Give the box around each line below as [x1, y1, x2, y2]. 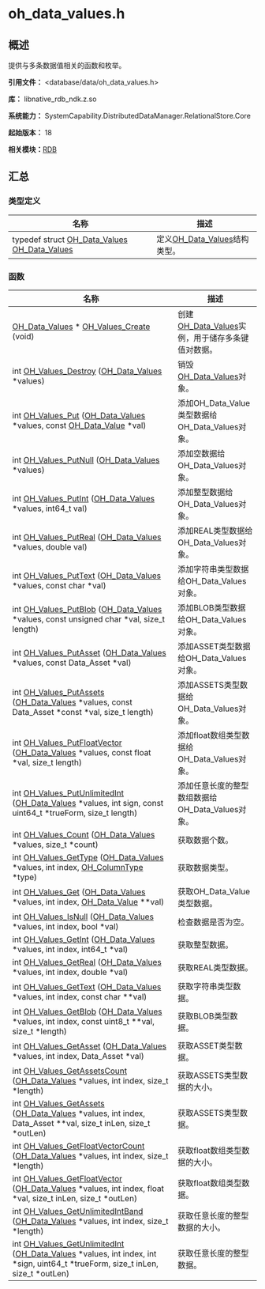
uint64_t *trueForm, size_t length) [12, 807, 138, 818]
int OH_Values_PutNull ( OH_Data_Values [12, 454, 160, 465]
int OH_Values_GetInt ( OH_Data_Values [12, 934, 155, 945]
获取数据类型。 [177, 862, 233, 873]
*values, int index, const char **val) [12, 991, 147, 1002]
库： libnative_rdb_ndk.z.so [8, 94, 97, 104]
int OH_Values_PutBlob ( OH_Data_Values [12, 603, 162, 614]
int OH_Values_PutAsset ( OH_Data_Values [12, 647, 167, 658]
